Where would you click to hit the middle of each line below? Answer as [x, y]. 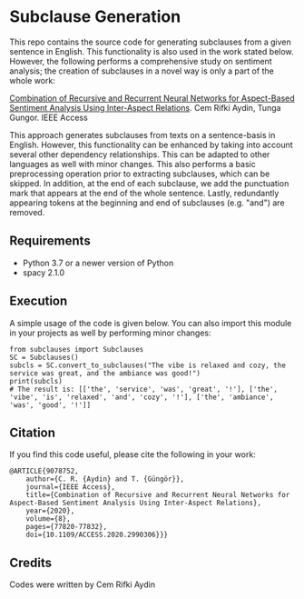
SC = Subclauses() [44, 357]
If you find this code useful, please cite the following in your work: [132, 454]
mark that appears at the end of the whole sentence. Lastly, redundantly [144, 193]
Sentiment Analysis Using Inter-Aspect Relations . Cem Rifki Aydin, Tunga [145, 107]
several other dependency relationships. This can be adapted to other [140, 154]
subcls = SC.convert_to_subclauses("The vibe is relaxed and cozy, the [147, 365]
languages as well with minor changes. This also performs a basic [132, 164]
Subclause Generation [95, 17]
